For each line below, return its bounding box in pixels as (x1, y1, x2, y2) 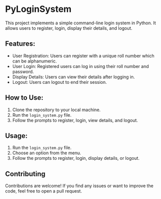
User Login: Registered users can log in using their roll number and (12, 63, 149, 69)
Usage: (5, 132, 28, 140)
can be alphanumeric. (12, 58, 57, 64)
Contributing (5, 170, 46, 178)
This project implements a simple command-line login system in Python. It (5, 20, 156, 26)
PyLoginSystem (5, 3, 72, 15)
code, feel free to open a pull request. (5, 188, 82, 194)
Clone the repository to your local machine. (12, 107, 101, 113)
